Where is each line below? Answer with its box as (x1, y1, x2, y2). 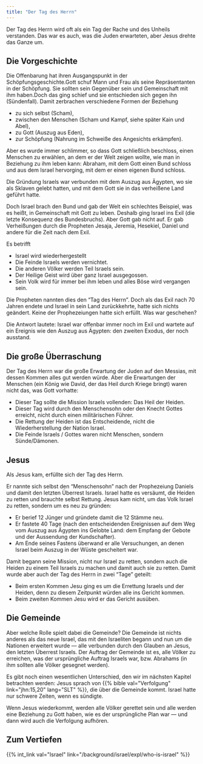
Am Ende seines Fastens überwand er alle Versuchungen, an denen (15, 539, 185, 547)
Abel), (15, 123, 30, 130)
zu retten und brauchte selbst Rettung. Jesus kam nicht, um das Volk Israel (6, 496, 193, 503)
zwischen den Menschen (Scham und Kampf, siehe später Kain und (15, 116, 185, 123)
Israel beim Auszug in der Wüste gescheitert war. (15, 546, 138, 553)
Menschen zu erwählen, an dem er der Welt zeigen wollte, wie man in (6, 154, 180, 161)
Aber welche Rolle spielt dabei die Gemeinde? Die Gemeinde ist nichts (6, 629, 182, 636)
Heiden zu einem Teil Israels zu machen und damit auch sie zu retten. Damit (6, 564, 196, 572)
